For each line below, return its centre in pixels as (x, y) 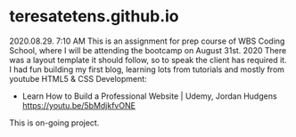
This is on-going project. (54, 123)
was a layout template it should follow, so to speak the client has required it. (148, 60)
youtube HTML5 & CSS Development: (78, 78)
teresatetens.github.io (95, 16)
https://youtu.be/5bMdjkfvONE (79, 105)
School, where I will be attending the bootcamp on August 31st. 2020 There (148, 50)
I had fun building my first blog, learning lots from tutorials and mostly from (147, 69)
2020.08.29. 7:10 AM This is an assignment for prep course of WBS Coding (147, 41)
